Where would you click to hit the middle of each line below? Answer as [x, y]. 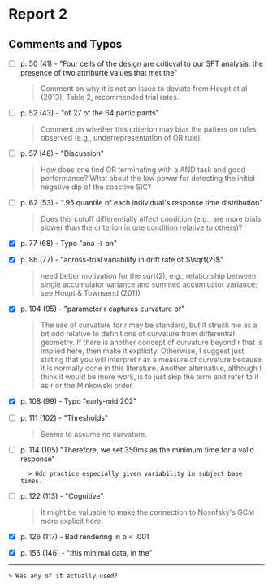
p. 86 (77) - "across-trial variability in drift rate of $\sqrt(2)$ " [122, 260]
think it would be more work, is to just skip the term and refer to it [149, 377]
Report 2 [38, 14]
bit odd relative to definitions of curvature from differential [138, 334]
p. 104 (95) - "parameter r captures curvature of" [102, 309]
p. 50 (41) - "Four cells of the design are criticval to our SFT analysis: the [142, 63]
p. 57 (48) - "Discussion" [62, 153]
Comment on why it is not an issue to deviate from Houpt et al [144, 89]
